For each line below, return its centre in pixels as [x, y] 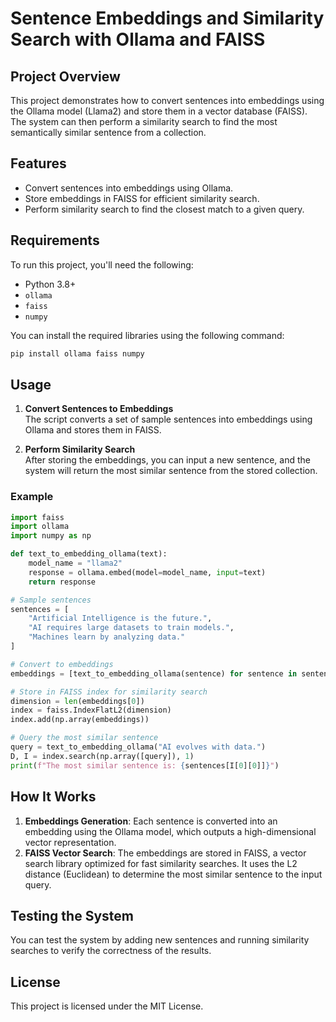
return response [62, 582]
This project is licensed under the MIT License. [107, 1006]
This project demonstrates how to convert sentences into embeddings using [167, 100]
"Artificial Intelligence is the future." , [120, 618]
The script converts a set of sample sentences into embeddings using [168, 419]
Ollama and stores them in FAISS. [93, 430]
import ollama [40, 527]
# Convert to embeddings [62, 664]
